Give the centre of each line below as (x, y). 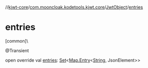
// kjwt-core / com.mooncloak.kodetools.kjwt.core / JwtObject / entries (74, 7)
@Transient (17, 50)
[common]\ (17, 41)
